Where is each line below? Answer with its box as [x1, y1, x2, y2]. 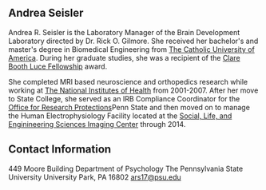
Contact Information [8, 143, 112, 156]
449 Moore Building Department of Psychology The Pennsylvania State [8, 164, 244, 173]
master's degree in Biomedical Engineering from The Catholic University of [8, 44, 256, 54]
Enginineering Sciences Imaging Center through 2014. [8, 119, 186, 129]
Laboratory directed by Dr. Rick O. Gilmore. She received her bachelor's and [8, 36, 259, 46]
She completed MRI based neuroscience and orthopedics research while [8, 77, 248, 86]
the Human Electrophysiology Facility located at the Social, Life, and [8, 111, 232, 121]
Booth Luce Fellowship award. [8, 61, 108, 71]
